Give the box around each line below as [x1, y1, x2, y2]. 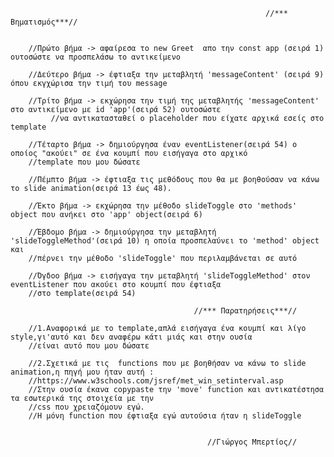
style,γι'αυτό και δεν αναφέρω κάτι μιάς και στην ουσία [10, 332, 253, 342]
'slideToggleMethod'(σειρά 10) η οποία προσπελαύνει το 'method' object [10, 236, 320, 246]
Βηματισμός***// [10, 17, 78, 27]
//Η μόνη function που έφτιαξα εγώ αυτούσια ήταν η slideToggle [28, 411, 302, 421]
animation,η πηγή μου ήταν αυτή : [10, 367, 155, 377]
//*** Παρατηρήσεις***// [193, 306, 298, 316]
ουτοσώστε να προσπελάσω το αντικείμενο [10, 52, 182, 62]
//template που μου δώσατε [28, 157, 141, 167]
